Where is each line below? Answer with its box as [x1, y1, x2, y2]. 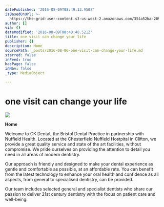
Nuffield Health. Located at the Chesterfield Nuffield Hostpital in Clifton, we [5, 136, 157, 142]
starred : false [5, 52, 36, 58]
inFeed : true [5, 57, 32, 62]
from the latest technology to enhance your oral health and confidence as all [5, 171, 159, 177]
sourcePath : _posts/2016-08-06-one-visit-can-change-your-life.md [5, 48, 143, 53]
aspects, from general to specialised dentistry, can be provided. [5, 176, 134, 182]
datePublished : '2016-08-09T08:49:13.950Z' [5, 7, 95, 12]
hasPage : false [5, 62, 36, 66]
